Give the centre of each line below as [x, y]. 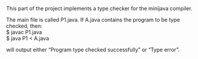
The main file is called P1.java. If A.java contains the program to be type [93, 20]
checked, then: [24, 26]
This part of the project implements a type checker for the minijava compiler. [99, 8]
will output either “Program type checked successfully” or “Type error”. [93, 50]
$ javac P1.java [24, 32]
